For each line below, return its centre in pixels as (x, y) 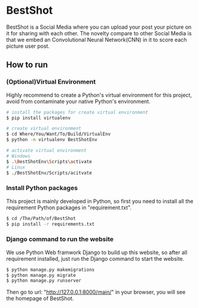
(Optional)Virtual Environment (51, 82)
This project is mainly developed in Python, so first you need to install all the (100, 201)
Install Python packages (42, 188)
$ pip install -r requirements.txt (50, 224)
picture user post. (28, 46)
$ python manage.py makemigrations (50, 270)
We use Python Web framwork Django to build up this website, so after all (97, 252)
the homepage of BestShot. (40, 298)
